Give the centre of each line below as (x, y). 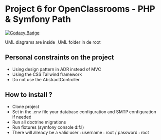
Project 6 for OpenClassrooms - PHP (80, 9)
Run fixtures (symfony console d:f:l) (48, 127)
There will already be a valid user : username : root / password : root (80, 132)
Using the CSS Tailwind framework (47, 74)
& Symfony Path (38, 19)
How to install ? (29, 95)
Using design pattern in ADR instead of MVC (56, 69)
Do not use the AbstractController (46, 79)
